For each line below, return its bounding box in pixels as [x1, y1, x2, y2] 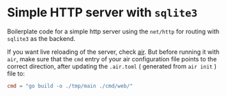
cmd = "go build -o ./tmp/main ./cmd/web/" [7, 82, 134, 89]
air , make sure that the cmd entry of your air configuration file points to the [7, 54, 217, 63]
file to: [7, 69, 25, 78]
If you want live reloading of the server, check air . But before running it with [7, 48, 220, 56]
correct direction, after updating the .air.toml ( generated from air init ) [7, 62, 217, 70]
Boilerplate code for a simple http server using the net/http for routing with [7, 27, 220, 35]
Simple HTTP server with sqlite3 [7, 5, 198, 20]
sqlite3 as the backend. [7, 34, 76, 42]
